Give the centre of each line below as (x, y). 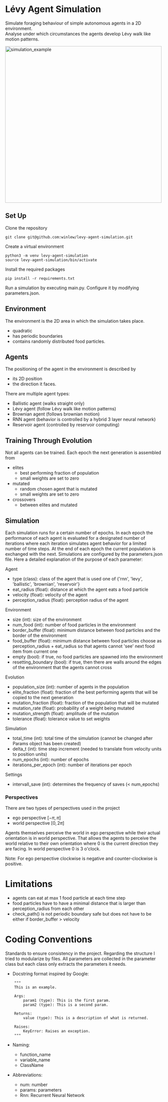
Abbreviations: (27, 1075)
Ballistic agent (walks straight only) (48, 403)
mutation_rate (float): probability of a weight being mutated (73, 708)
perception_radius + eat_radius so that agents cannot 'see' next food (83, 646)
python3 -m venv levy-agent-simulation (47, 256)
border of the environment (39, 635)
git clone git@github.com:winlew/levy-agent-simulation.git (69, 237)
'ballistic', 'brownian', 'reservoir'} (46, 584)
